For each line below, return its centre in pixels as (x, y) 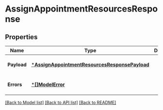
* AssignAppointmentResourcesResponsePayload (90, 65)
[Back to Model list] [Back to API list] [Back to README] (61, 103)
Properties (21, 37)
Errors (15, 84)
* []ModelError (48, 84)
